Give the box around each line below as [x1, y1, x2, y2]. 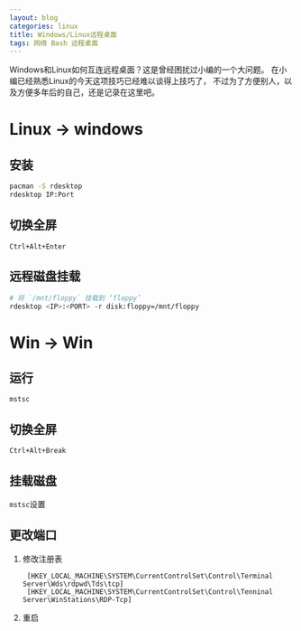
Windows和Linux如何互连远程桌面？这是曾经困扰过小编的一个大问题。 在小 [9, 64, 287, 75]
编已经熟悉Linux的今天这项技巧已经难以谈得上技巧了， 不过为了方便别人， [9, 76, 285, 87]
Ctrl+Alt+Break [9, 447, 67, 456]
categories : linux [9, 22, 78, 31]
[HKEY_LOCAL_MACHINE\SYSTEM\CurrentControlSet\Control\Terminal [26, 571, 273, 580]
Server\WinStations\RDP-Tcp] [22, 595, 132, 604]
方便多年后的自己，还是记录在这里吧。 [16, 87, 160, 98]
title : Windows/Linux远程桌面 [9, 30, 117, 39]
